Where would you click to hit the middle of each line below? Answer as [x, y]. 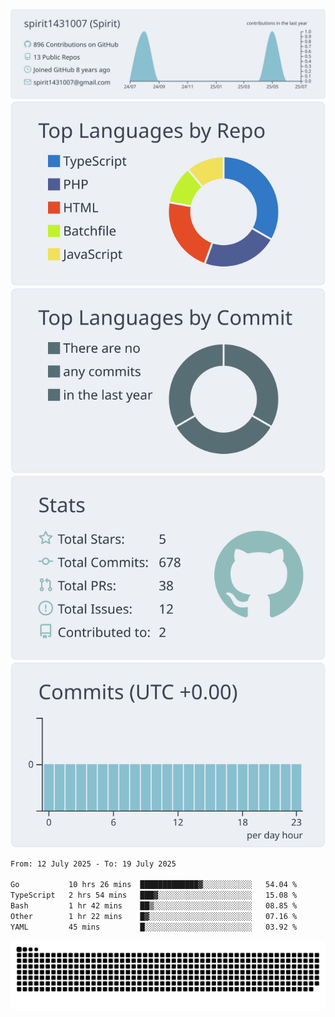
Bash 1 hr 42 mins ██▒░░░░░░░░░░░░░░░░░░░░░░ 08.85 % [154, 906]
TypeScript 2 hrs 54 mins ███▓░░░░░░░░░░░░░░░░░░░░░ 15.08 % [154, 895]
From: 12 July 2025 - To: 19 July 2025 [93, 864]
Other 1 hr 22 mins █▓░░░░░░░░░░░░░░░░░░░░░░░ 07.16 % [154, 916]
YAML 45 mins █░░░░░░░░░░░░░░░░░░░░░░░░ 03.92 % [154, 927]
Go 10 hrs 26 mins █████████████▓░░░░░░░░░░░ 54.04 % [154, 885]
